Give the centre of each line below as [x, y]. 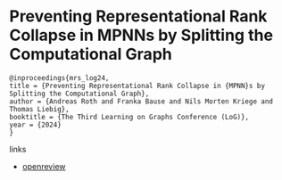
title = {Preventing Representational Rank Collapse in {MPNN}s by [137, 86]
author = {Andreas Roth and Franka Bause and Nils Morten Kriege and [141, 101]
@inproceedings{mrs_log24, [59, 78]
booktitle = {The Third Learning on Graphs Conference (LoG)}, [129, 117]
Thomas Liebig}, [39, 109]
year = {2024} [36, 125]
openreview [44, 166]
